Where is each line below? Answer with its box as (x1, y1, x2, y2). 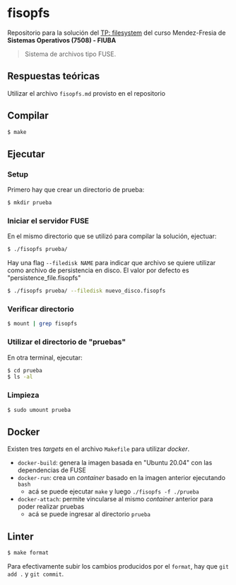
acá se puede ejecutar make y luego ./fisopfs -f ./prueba (28, 487, 199, 496)
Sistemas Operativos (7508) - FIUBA (7, 35, 117, 44)
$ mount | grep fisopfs (7, 321, 78, 328)
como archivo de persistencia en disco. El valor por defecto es (7, 266, 189, 274)
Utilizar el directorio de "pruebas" (7, 337, 126, 347)
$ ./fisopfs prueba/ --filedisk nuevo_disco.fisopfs (7, 287, 166, 295)
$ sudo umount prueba (7, 406, 71, 413)
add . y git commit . (7, 569, 64, 578)
